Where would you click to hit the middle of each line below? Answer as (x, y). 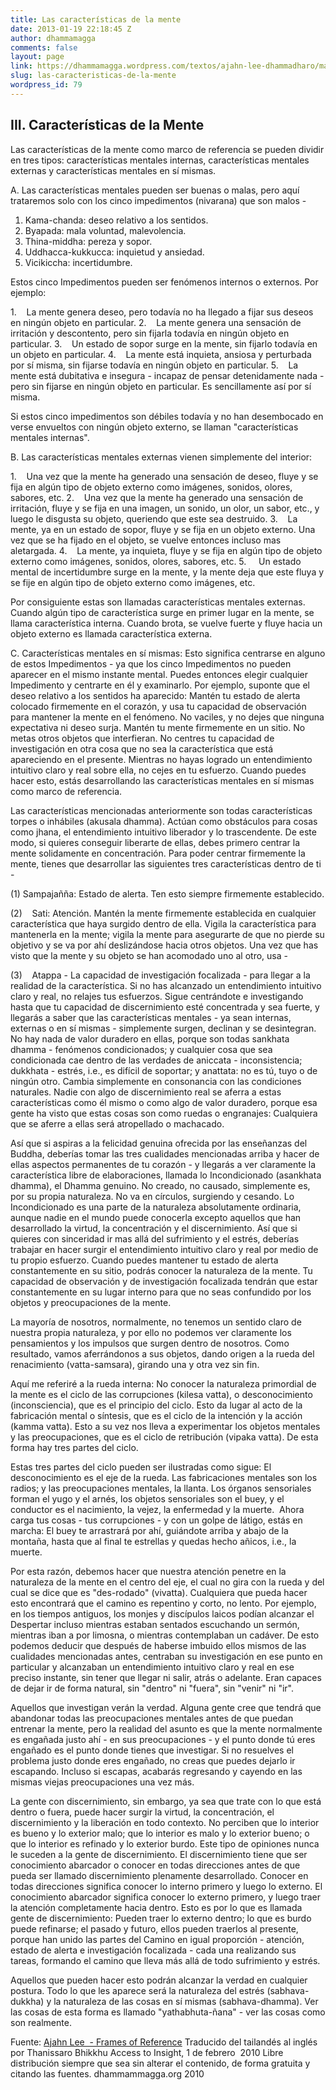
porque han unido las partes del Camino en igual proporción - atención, (157, 1939)
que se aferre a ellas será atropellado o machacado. (117, 1123)
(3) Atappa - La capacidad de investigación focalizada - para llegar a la (160, 975)
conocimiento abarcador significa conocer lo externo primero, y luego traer (165, 1897)
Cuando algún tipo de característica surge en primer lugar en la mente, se (162, 612)
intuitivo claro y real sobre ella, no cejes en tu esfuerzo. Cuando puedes (158, 770)
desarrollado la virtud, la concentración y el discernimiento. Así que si (154, 1228)
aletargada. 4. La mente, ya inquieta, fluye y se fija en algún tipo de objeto (166, 550)
